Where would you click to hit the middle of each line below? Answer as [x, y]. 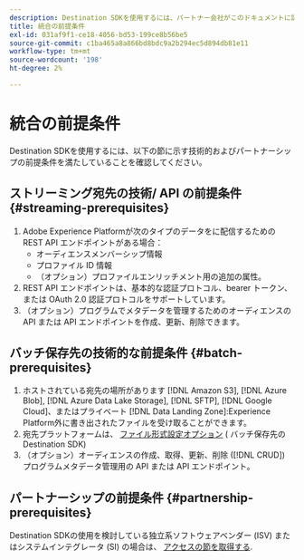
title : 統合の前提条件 [47, 26]
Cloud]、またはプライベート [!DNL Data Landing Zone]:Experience [147, 411]
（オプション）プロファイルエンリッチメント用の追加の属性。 [151, 276]
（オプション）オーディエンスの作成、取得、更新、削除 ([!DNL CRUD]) [154, 455]
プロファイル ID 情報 [74, 265]
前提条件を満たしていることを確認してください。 [116, 162]
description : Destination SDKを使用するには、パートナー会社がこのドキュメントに [150, 18]
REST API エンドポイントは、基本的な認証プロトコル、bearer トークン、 [157, 287]
